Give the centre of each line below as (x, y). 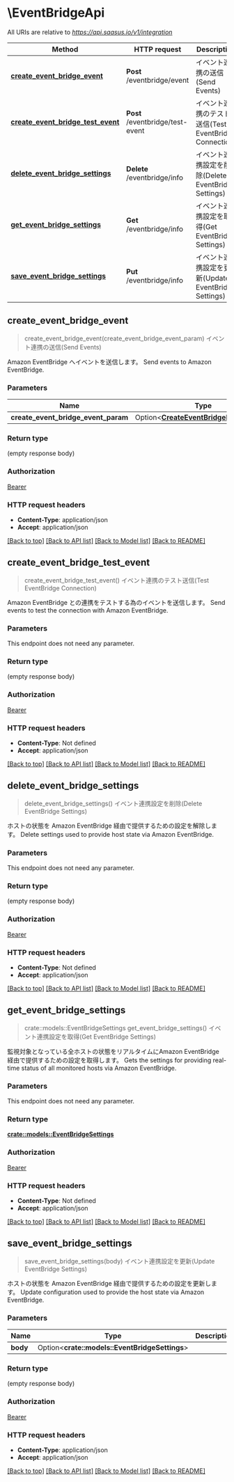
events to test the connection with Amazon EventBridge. (88, 610)
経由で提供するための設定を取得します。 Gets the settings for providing (109, 1060)
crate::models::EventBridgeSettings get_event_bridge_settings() (116, 1027)
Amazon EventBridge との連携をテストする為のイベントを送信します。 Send (116, 602)
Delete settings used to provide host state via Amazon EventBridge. (117, 834)
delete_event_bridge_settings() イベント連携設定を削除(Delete (113, 803)
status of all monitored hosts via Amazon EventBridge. (99, 1068)
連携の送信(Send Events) (66, 347)
